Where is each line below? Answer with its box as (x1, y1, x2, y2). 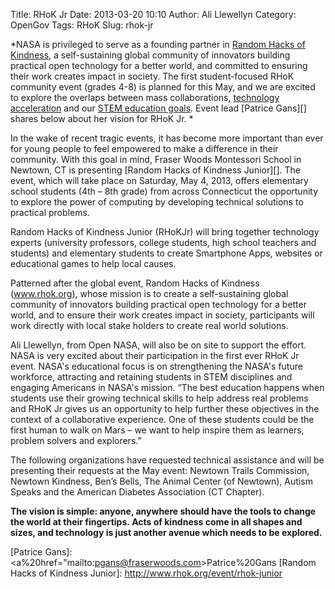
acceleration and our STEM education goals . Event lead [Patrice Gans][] (10, 102, 307, 114)
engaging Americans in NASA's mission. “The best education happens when (10, 382, 325, 393)
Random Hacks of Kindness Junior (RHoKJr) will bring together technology (10, 226, 320, 238)
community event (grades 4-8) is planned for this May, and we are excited (10, 81, 316, 93)
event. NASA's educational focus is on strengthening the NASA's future (10, 360, 303, 372)
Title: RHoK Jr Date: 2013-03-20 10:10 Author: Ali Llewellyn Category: (10, 9, 297, 20)
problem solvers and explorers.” (10, 435, 142, 446)
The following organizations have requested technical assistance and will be (10, 454, 325, 466)
